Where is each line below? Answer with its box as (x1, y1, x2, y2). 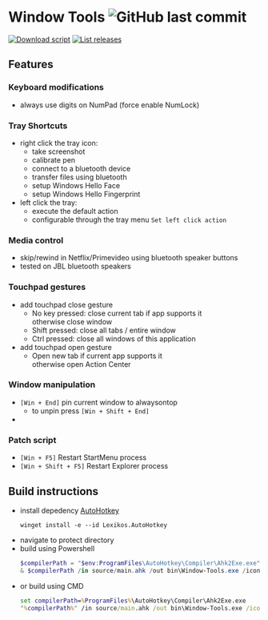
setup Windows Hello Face (31, 180, 121, 190)
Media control (8, 235, 64, 246)
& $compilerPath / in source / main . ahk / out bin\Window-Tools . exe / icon (19, 566, 261, 574)
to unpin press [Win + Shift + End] (31, 405, 150, 416)
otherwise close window (31, 316, 113, 326)
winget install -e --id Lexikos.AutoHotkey (19, 521, 168, 529)
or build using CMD (19, 581, 84, 590)
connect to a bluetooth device (31, 163, 131, 173)
